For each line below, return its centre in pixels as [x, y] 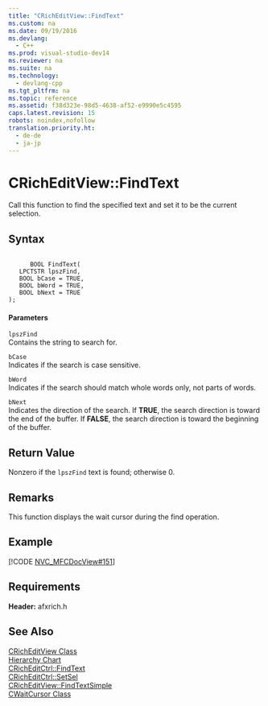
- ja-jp [29, 143]
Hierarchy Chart [35, 659]
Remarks [31, 497]
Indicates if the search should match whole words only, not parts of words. [132, 388]
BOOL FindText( [55, 265]
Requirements [44, 587]
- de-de [29, 135]
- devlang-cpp [39, 83]
